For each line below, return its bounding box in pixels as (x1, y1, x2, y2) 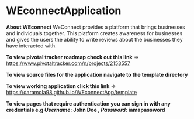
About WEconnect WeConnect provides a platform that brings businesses (6, 23, 185, 30)
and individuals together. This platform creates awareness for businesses (6, 29, 183, 36)
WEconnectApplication (6, 4, 122, 18)
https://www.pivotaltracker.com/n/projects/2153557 (6, 60, 130, 67)
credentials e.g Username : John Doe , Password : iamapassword (6, 106, 165, 113)
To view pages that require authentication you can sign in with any (6, 100, 171, 107)
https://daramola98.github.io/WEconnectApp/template (6, 89, 137, 96)
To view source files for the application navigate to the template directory (6, 71, 188, 78)
